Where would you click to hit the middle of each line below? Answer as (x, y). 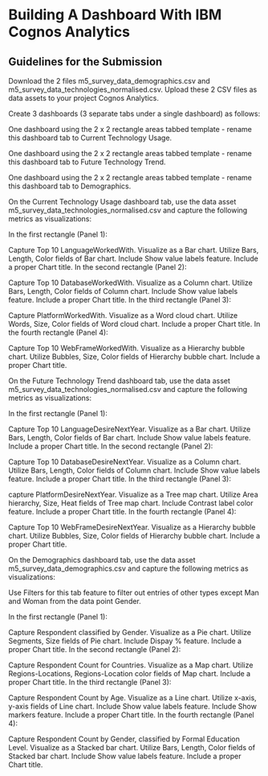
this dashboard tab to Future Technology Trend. (87, 162)
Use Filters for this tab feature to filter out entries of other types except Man (134, 592)
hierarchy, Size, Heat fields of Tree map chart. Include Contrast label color (131, 503)
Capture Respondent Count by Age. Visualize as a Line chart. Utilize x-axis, (132, 698)
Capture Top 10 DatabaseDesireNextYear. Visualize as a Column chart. (125, 462)
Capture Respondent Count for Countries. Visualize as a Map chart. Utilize (131, 665)
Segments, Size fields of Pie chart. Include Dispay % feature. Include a (125, 641)
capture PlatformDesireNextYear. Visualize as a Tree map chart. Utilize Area (133, 494)
